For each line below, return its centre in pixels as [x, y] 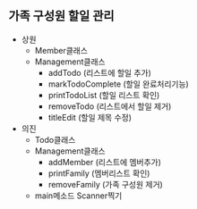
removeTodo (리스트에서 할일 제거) [110, 106]
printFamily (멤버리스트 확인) [99, 173]
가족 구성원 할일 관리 [61, 16]
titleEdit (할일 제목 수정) [90, 117]
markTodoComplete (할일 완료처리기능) [118, 84]
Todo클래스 [55, 139]
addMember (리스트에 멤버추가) [105, 162]
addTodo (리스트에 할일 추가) [99, 72]
